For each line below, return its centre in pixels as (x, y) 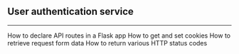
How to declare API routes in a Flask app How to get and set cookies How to (119, 36)
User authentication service (70, 12)
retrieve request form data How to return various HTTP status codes (107, 43)
